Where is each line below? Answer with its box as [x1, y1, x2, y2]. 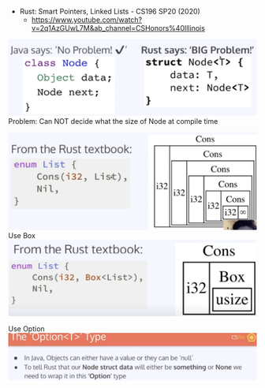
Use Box [8, 231, 35, 241]
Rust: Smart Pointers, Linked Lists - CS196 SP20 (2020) [19, 7, 201, 16]
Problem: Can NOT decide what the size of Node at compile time [8, 116, 218, 125]
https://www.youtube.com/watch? [31, 15, 143, 24]
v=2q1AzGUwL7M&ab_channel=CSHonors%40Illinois [31, 24, 205, 32]
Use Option [8, 324, 45, 334]
